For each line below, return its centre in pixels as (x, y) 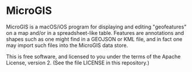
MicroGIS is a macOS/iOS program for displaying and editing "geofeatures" (96, 27)
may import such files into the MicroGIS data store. (67, 45)
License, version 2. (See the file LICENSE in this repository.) (78, 63)
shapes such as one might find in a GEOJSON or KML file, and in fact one (94, 39)
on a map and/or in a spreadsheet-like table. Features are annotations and (95, 33)
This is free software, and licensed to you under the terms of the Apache (93, 56)
